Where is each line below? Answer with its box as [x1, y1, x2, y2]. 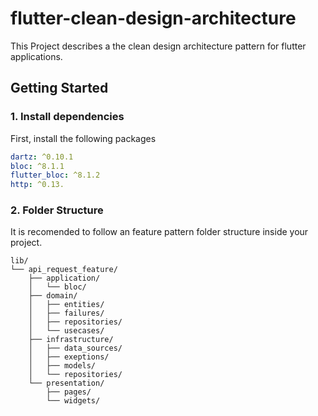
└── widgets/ [46, 396, 101, 406]
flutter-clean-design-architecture [10, 7, 297, 30]
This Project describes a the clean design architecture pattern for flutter [10, 40, 307, 52]
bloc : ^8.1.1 [10, 161, 65, 171]
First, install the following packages [10, 132, 157, 144]
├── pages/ [46, 387, 92, 397]
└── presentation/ [28, 378, 105, 389]
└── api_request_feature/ [10, 265, 118, 275]
